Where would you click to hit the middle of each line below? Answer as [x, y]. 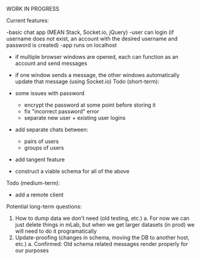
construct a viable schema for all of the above [72, 171]
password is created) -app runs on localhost [61, 45]
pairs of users [41, 141]
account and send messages [51, 63]
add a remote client [39, 195]
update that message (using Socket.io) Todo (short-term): [87, 82]
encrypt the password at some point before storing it [90, 105]
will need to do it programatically [56, 231]
